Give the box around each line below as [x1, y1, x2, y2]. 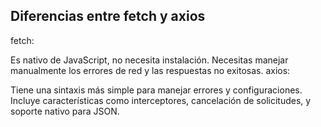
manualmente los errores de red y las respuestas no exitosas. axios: [10, 64, 291, 76]
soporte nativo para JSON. [10, 105, 120, 117]
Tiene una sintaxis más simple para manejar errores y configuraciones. [10, 84, 303, 96]
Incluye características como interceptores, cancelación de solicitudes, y [10, 94, 312, 106]
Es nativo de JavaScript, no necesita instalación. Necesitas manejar [10, 54, 289, 66]
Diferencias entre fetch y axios [10, 8, 206, 25]
